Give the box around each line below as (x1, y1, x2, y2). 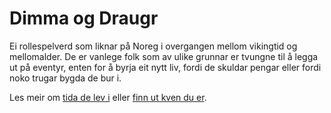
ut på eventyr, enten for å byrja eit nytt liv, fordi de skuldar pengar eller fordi (9, 61, 322, 73)
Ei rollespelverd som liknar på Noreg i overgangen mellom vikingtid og (9, 40, 298, 52)
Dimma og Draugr (9, 7, 159, 30)
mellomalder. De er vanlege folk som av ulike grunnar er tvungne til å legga (9, 50, 319, 62)
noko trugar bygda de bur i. (9, 72, 122, 84)
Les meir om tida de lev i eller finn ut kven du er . (9, 91, 207, 103)
